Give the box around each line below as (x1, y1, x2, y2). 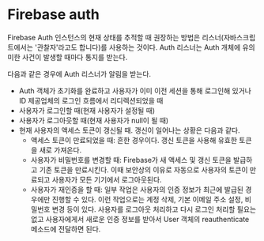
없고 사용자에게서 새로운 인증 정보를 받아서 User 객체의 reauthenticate (30, 214, 250, 224)
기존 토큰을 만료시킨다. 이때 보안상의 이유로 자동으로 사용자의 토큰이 (39, 164, 248, 175)
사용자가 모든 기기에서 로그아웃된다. (51, 175, 163, 184)
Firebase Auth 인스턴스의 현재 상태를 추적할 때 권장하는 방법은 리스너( (7, 32, 224, 42)
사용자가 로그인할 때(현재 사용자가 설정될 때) (18, 105, 156, 115)
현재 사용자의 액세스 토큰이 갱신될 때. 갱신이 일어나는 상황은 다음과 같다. (18, 125, 240, 135)
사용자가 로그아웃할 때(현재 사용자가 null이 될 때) (18, 115, 169, 125)
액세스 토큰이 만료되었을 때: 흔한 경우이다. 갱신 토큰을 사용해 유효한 (30, 135, 238, 145)
